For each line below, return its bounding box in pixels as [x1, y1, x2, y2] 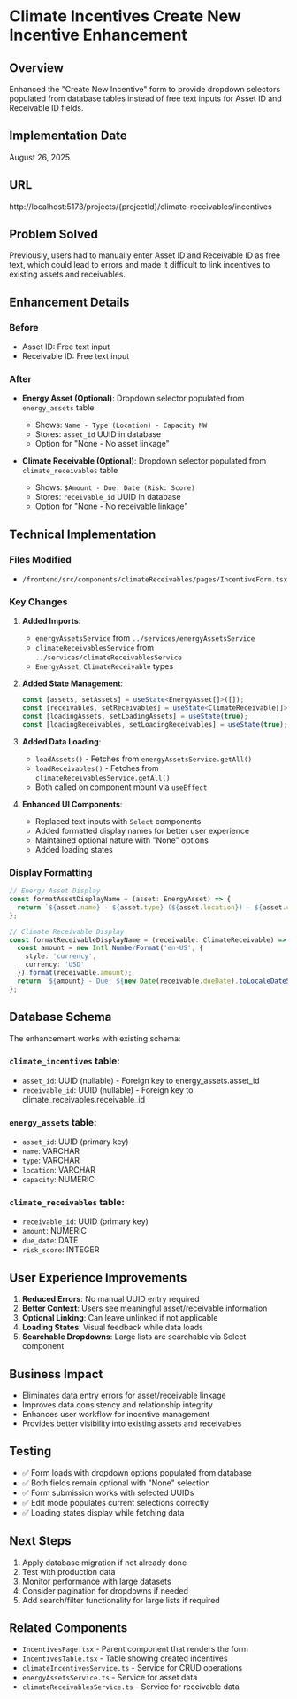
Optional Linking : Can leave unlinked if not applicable [21, 1313, 218, 1323]
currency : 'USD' [25, 960, 86, 970]
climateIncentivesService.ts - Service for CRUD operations [21, 1663, 243, 1673]
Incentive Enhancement [9, 25, 187, 45]
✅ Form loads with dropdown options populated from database [21, 1467, 252, 1477]
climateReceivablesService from [34, 643, 155, 653]
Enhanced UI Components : [21, 799, 123, 809]
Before [9, 321, 39, 333]
